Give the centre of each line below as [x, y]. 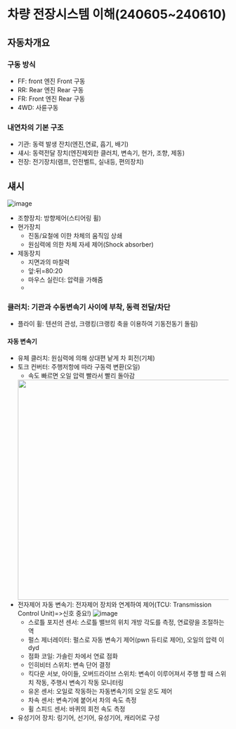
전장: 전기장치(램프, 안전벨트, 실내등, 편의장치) [80, 162]
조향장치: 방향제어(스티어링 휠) [59, 218]
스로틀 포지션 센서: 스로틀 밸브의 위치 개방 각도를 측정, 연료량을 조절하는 [126, 622]
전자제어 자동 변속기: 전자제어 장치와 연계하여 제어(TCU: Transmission [114, 605]
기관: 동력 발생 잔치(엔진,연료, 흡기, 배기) [73, 144]
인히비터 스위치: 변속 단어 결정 [69, 665]
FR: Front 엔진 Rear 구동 [51, 99]
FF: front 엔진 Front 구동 [51, 81]
